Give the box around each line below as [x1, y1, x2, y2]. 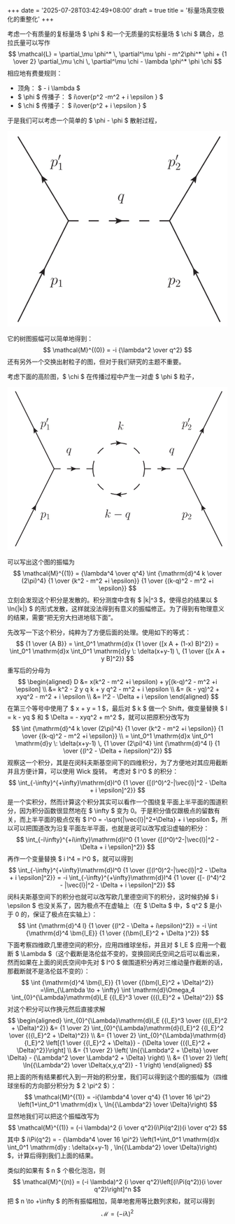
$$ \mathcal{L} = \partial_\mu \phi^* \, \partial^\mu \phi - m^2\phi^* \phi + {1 [8, 50, 227, 58]
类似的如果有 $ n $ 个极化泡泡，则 [7, 1167, 106, 1175]
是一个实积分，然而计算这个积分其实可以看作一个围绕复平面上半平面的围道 [7, 798, 222, 806]
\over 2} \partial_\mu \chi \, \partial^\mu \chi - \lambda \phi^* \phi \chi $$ [13, 57, 222, 65]
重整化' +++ [19, 15, 54, 23]
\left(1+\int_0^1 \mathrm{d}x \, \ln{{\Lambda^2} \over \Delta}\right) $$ [17, 1100, 218, 1109]
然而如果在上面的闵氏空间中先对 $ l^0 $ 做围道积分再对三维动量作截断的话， [7, 958, 227, 967]
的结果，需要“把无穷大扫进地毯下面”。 [7, 613, 117, 622]
